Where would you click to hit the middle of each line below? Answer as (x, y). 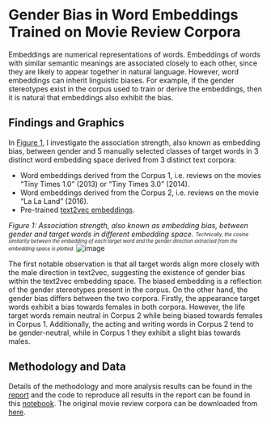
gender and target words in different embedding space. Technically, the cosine (129, 234)
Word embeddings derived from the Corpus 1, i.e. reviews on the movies (140, 175)
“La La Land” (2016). (54, 201)
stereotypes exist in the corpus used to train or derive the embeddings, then (135, 89)
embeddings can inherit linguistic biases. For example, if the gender (121, 80)
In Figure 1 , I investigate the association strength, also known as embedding (134, 142)
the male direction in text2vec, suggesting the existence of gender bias (127, 272)
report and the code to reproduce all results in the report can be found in (129, 395)
